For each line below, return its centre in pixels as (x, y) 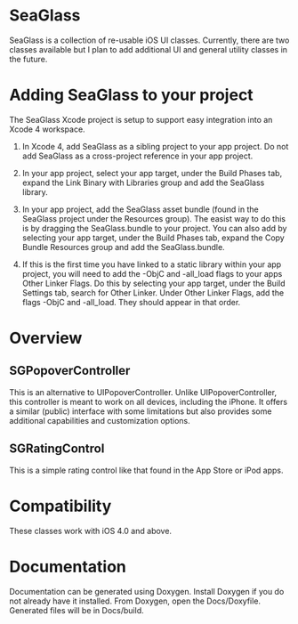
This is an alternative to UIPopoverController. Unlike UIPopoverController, (143, 392)
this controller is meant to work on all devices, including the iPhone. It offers (148, 401)
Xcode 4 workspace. (48, 129)
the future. (28, 59)
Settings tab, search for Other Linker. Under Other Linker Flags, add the (153, 292)
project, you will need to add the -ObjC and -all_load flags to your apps (152, 273)
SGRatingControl (57, 449)
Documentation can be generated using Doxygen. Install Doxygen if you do (147, 591)
